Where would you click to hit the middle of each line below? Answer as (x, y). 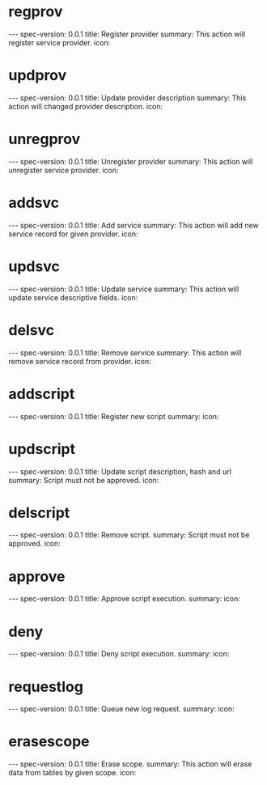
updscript (42, 449)
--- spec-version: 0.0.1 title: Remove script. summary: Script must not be (129, 535)
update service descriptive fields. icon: (73, 297)
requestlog (46, 687)
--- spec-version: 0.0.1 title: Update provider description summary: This (127, 98)
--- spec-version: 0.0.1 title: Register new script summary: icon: (114, 416)
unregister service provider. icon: (64, 170)
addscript (42, 394)
